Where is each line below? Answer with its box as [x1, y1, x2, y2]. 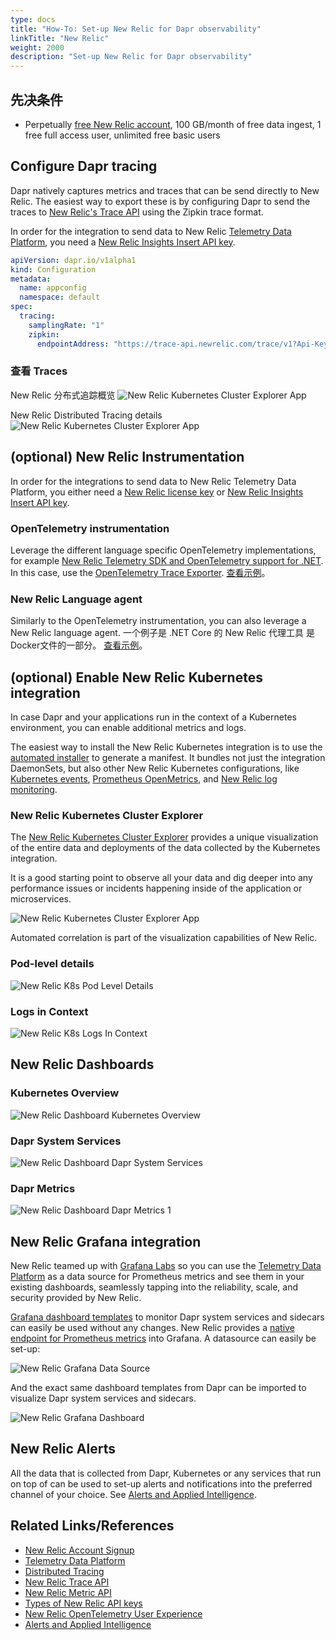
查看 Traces [10, 364, 68, 378]
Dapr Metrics [10, 1181, 76, 1195]
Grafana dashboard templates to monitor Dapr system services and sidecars [10, 1311, 325, 1323]
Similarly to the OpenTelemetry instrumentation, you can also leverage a [10, 615, 307, 627]
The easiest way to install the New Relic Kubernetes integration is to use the [10, 741, 323, 753]
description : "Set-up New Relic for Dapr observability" [10, 52, 253, 62]
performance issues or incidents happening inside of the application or [10, 882, 303, 895]
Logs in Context [10, 1004, 89, 1018]
